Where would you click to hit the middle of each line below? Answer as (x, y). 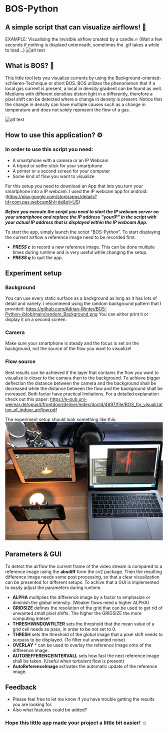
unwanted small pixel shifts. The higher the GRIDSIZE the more (77, 613)
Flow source (20, 361)
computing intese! (31, 618)
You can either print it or (124, 314)
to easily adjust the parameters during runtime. (53, 587)
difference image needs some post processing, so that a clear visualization (82, 577)
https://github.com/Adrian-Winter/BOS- (66, 309)
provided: (15, 309)
